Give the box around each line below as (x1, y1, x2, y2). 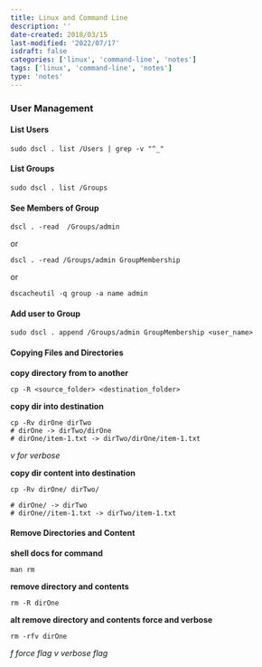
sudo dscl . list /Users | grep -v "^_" (10, 144, 165, 154)
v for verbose (10, 449, 61, 461)
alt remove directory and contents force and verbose (10, 614, 213, 625)
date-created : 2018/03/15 (10, 30, 108, 39)
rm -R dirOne (10, 598, 60, 607)
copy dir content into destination (10, 467, 136, 478)
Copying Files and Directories (10, 347, 125, 358)
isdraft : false (10, 47, 68, 56)
